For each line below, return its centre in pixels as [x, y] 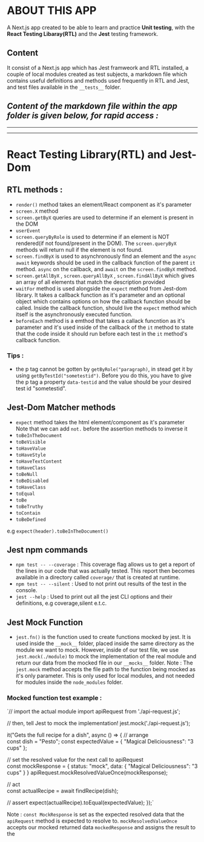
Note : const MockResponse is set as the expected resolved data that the [96, 814]
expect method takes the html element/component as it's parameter [100, 422]
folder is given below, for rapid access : [83, 116]
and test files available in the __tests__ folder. [64, 87]
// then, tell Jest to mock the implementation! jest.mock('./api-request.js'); [99, 723]
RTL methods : [35, 190]
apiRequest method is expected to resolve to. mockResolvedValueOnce [92, 821]
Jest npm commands [48, 550]
